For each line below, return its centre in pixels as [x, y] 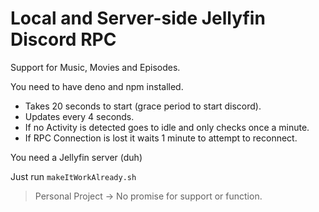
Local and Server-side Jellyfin [138, 18]
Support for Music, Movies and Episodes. [95, 67]
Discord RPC [63, 39]
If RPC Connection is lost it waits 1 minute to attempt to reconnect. [161, 138]
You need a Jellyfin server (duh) [76, 157]
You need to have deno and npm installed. [97, 86]
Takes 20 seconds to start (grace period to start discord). [143, 106]
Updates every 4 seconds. [79, 116]
